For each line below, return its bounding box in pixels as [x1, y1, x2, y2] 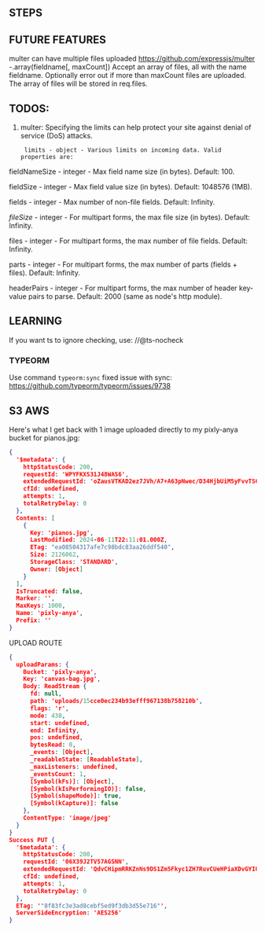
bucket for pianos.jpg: [9, 432, 80, 443]
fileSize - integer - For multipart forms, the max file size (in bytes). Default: [9, 212, 251, 223]
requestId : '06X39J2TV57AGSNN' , [23, 858, 129, 866]
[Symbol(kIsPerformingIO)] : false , [29, 785, 147, 793]
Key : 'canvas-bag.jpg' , [23, 675, 101, 683]
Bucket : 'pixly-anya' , [23, 668, 98, 675]
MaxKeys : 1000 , [16, 602, 66, 610]
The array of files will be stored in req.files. [9, 79, 148, 89]
